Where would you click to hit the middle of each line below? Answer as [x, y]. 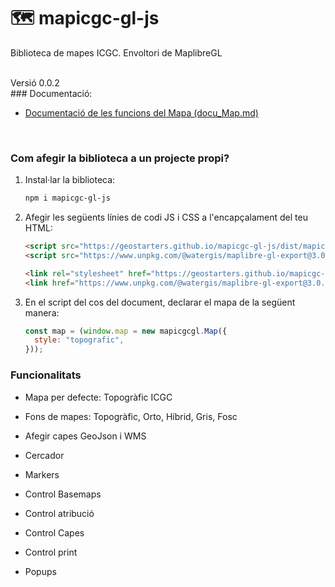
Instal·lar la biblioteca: [70, 180]
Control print [51, 552]
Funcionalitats [46, 375]
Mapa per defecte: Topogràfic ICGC [98, 397]
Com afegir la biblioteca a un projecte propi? [120, 158]
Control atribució [59, 513]
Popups [40, 571]
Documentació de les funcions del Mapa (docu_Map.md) [141, 112]
